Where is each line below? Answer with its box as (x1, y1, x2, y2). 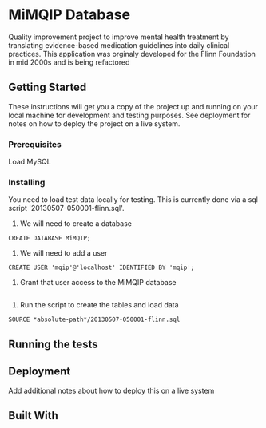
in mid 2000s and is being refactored (8, 57, 130, 67)
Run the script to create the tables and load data (19, 300, 179, 310)
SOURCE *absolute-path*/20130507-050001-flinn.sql (8, 315, 181, 324)
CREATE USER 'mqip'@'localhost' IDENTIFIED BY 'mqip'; (8, 264, 195, 272)
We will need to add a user (19, 248, 108, 258)
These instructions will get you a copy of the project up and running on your (8, 101, 258, 111)
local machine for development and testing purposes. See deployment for (8, 110, 251, 120)
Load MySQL (8, 157, 52, 167)
